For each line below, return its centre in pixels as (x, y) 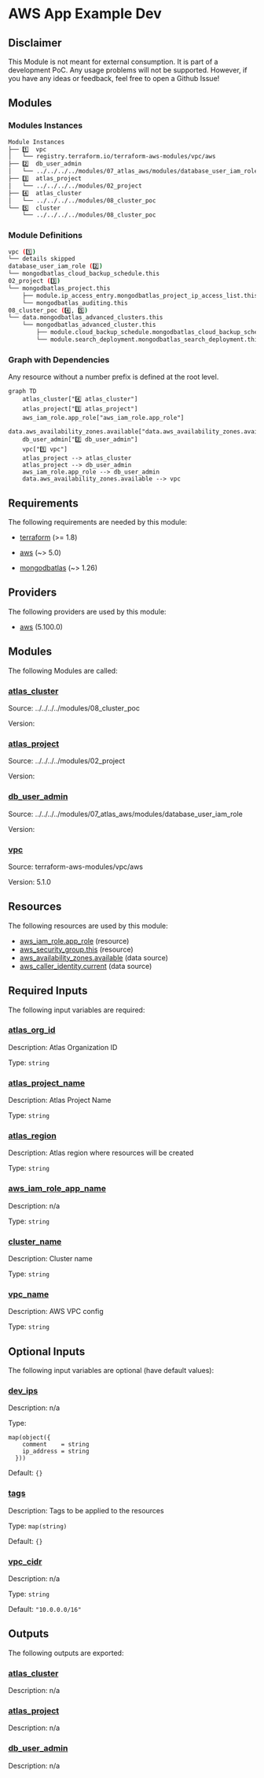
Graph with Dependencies (59, 359)
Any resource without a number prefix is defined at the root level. (114, 377)
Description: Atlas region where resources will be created (101, 1153)
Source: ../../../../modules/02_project (67, 761)
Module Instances (37, 142)
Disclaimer (35, 43)
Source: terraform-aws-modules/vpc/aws (76, 867)
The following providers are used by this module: (87, 611)
